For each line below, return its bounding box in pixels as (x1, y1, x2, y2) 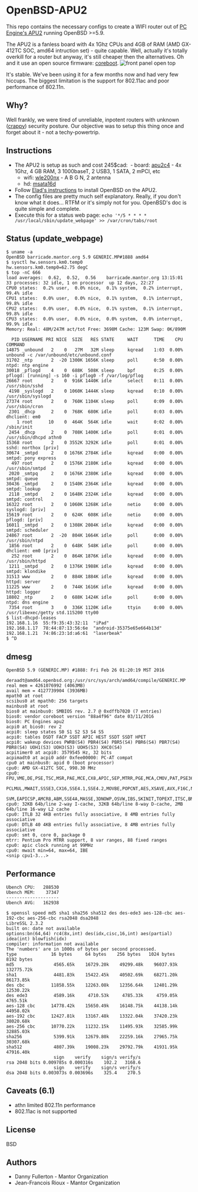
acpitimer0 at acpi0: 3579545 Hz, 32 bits (6, 750, 112, 756)
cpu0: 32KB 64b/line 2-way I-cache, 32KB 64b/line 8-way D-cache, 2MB (6, 802, 183, 807)
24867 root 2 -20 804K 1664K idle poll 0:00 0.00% (6, 532, 183, 539)
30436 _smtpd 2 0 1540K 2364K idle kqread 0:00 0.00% (6, 481, 183, 487)
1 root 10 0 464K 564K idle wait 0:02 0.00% (16, 419, 183, 425)
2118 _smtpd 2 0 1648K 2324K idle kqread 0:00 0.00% (8, 491, 183, 498)
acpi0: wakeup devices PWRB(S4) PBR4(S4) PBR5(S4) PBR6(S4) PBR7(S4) (6, 740, 181, 746)
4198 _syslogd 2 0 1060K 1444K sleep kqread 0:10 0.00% (8, 388, 183, 395)
